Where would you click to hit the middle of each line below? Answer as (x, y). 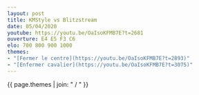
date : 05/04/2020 (32, 26)
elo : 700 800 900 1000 (40, 45)
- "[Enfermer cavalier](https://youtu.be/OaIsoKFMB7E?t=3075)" (100, 65)
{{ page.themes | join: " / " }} (48, 84)
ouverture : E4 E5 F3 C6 (41, 39)
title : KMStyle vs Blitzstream (52, 20)
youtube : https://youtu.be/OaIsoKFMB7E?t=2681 (75, 33)
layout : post (26, 13)
